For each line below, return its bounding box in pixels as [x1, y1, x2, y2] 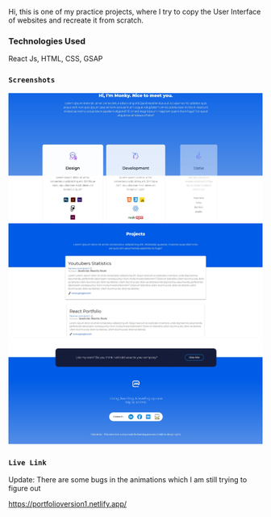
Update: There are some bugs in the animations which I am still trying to [8, 475, 248, 485]
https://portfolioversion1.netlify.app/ [8, 499, 127, 509]
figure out [8, 484, 41, 494]
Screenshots [8, 76, 56, 85]
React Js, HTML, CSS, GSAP [8, 54, 103, 64]
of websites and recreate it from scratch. [8, 15, 144, 25]
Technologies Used [8, 36, 86, 47]
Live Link [8, 458, 47, 468]
